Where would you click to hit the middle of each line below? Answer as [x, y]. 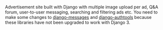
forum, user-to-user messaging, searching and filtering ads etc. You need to [81, 12]
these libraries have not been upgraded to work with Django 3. [68, 22]
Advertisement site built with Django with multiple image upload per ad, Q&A [82, 7]
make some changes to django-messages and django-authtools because [78, 17]
